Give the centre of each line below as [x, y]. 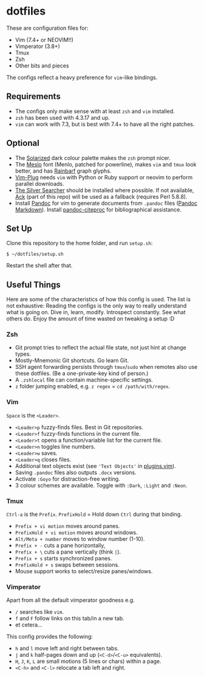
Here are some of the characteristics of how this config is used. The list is [99, 300]
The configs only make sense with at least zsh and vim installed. [95, 111]
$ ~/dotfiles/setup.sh [35, 254]
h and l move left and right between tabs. [67, 648]
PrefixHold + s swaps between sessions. [67, 565]
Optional [23, 143]
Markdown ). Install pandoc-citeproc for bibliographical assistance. [98, 209]
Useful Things [33, 285]
